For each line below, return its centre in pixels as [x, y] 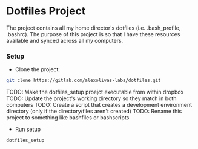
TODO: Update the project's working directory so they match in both [91, 98]
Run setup [28, 129]
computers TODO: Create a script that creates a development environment [99, 105]
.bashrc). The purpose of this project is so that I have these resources [93, 34]
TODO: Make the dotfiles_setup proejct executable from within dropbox [95, 92]
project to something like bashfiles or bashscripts [68, 118]
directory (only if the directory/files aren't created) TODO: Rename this [94, 111]
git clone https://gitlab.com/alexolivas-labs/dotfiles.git [84, 81]
